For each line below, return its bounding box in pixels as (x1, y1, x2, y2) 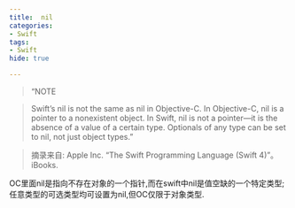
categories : (9, 21, 53, 30)
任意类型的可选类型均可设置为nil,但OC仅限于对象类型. (9, 189, 206, 199)
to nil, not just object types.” (30, 132, 134, 142)
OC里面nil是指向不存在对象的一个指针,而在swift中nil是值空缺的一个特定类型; (9, 178, 285, 189)
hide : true (9, 54, 50, 63)
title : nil (9, 12, 53, 22)
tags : (9, 37, 29, 47)
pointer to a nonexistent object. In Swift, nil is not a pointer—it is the (30, 112, 278, 123)
